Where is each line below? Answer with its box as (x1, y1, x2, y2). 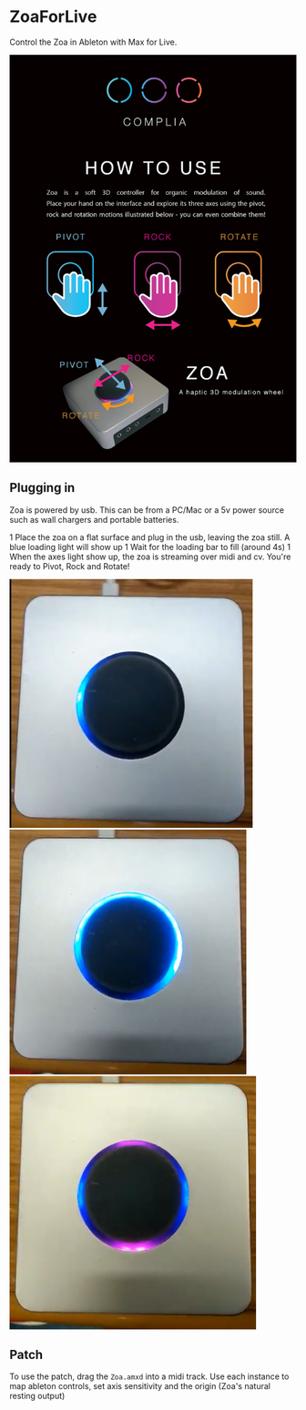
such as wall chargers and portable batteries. (9, 514, 179, 525)
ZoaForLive (9, 6, 97, 27)
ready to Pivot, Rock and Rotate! (9, 560, 130, 571)
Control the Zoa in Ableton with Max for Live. (9, 36, 178, 47)
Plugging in (9, 480, 76, 496)
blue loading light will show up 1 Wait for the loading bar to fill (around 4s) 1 (9, 541, 291, 552)
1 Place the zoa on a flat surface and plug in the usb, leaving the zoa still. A (9, 531, 291, 543)
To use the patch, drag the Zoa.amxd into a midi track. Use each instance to (9, 1371, 290, 1382)
